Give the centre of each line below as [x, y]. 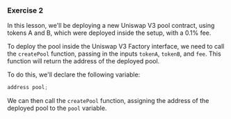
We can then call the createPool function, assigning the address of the [108, 101]
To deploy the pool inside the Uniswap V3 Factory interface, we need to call [116, 47]
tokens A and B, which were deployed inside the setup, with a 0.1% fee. [109, 33]
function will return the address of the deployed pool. [83, 61]
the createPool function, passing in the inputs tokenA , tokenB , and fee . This [114, 54]
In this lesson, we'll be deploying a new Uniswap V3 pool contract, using [111, 26]
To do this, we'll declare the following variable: [74, 74]
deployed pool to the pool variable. [57, 108]
